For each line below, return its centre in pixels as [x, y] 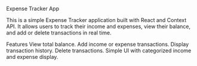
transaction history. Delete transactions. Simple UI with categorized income [99, 51]
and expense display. [32, 57]
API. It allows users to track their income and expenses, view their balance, [98, 26]
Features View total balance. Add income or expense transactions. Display [98, 44]
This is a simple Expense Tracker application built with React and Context [96, 20]
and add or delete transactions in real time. [59, 33]
